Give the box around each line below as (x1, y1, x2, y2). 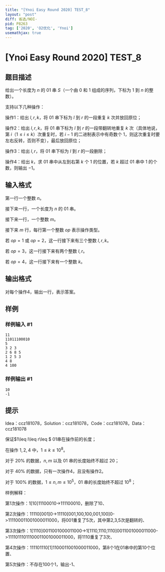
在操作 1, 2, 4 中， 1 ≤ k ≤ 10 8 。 (5, 446, 68, 453)
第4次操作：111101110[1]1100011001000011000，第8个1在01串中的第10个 (5, 544, 151, 551)
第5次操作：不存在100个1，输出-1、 (5, 561, 78, 567)
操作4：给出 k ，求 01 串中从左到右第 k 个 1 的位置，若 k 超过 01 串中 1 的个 (5, 159, 158, 164)
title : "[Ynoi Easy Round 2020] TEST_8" (5, 7, 91, 12)
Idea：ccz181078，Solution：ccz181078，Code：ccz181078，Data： (5, 421, 146, 427)
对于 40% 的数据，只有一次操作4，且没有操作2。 (5, 468, 106, 474)
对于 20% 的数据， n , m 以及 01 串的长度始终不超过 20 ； (5, 458, 120, 464)
